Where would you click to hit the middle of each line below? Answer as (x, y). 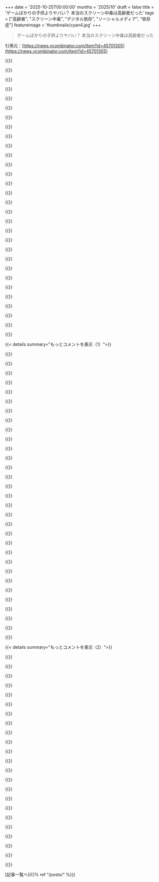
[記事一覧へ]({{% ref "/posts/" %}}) (40, 874)
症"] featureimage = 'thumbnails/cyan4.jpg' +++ (53, 25)
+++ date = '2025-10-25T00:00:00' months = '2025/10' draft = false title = (79, 7)
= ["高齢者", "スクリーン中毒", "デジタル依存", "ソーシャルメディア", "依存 (78, 19)
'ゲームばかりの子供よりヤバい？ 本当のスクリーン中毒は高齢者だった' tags (79, 13)
